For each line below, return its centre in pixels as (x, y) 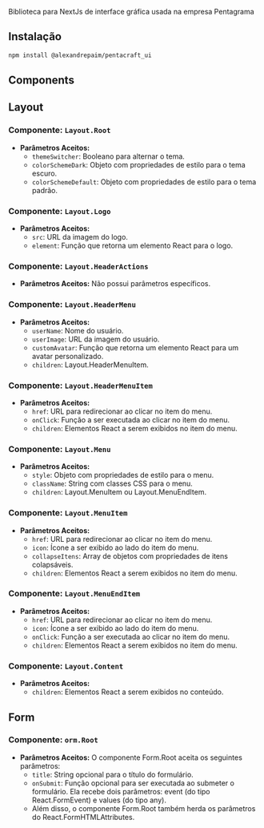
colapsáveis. (52, 564)
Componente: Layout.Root (60, 130)
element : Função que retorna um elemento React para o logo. (132, 246)
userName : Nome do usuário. (78, 330)
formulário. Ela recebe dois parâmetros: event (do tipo (121, 791)
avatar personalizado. (68, 356)
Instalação (35, 36)
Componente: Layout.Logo (60, 211)
